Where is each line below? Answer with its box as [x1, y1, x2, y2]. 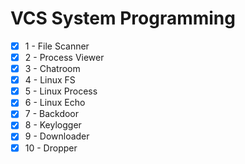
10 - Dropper [24, 142, 78, 154]
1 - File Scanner [24, 40, 90, 52]
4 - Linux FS [24, 74, 76, 86]
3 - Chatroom [24, 63, 81, 75]
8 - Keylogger [24, 119, 82, 131]
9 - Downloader [24, 130, 90, 142]
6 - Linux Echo [24, 97, 86, 109]
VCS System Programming [10, 7, 236, 30]
